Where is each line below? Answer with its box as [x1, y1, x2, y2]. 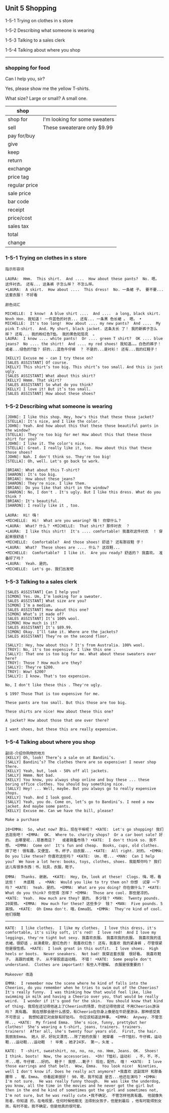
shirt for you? [5, 436, 37, 441]
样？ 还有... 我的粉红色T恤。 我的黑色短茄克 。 [5, 332, 97, 337]
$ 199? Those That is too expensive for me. [5, 691, 100, 696]
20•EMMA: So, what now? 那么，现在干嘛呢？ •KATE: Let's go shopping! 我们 [5, 827, 164, 832]
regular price [8, 182, 38, 189]
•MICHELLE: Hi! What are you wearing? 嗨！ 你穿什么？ [5, 518, 122, 523]
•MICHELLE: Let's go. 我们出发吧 [5, 566, 74, 571]
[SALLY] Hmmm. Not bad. [5, 773, 55, 778]
